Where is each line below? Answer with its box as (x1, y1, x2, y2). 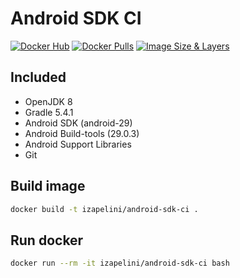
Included (10, 69, 67, 86)
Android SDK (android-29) (24, 117, 133, 129)
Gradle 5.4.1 (24, 106, 74, 118)
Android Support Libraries (24, 138, 132, 150)
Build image (10, 178, 86, 195)
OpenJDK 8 (24, 95, 73, 107)
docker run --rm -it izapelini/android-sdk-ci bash (10, 258, 230, 269)
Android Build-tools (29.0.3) (24, 127, 140, 139)
